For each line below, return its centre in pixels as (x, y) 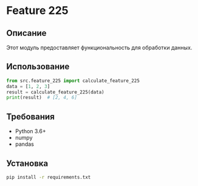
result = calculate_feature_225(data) (55, 92)
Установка (27, 163)
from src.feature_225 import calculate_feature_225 (73, 81)
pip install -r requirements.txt (49, 177)
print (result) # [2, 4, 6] (42, 98)
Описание (26, 33)
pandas (25, 144)
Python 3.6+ (31, 131)
